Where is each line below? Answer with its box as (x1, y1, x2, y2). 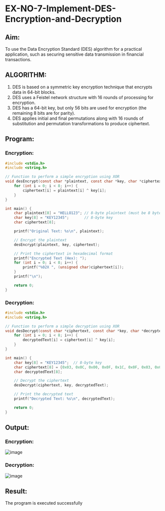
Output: (5, 423, 29, 432)
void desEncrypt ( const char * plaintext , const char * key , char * (5, 179, 142, 184)
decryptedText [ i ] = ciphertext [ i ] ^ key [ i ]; (23, 338, 115, 342)
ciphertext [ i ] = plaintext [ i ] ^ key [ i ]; (23, 188, 107, 193)
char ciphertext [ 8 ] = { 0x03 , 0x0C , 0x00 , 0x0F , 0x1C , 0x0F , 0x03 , (14, 365, 153, 370)
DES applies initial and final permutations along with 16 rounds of (12, 115, 144, 121)
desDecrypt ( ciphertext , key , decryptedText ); (14, 383, 109, 388)
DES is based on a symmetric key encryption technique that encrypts (12, 84, 153, 90)
